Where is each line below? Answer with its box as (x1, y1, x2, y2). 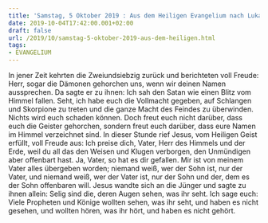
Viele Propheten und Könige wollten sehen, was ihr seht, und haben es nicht (8, 198, 259, 207)
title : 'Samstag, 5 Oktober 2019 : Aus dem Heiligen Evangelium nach (8, 11, 245, 20)
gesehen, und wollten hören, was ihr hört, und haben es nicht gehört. (8, 206, 236, 215)
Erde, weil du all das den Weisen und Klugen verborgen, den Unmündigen (8, 147, 251, 156)
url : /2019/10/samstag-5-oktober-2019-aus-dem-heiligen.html (8, 33, 216, 42)
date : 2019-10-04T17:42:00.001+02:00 (8, 19, 134, 27)
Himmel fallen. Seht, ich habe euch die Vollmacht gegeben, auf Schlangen (8, 96, 252, 105)
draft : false (8, 26, 52, 34)
